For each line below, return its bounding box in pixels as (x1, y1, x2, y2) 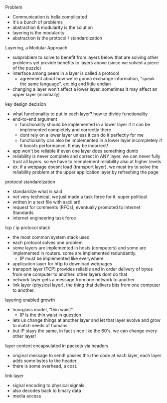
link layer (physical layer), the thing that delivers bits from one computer (12, 282, 161, 288)
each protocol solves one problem (12, 239, 83, 245)
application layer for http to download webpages (12, 261, 112, 266)
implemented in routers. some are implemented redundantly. (12, 250, 137, 256)
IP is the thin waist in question (19, 312, 81, 318)
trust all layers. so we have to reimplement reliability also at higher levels (12, 159, 161, 164)
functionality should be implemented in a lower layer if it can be (19, 122, 151, 127)
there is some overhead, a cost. (12, 363, 78, 369)
